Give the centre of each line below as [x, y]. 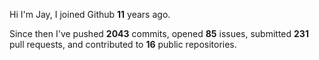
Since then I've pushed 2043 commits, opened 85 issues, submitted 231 [159, 33]
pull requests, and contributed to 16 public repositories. [123, 44]
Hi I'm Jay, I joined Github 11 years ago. [90, 14]
